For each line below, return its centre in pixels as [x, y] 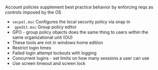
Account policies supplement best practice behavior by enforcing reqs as [79, 7]
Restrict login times [32, 48]
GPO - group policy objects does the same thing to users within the [80, 32]
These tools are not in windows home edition [57, 43]
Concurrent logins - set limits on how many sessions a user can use [81, 58]
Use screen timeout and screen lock [49, 63]
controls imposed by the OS [33, 12]
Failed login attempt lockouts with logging [54, 53]
